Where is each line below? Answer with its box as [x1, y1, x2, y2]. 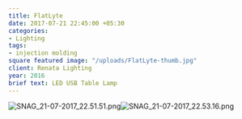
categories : [8, 27, 49, 35]
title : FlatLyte [8, 11, 63, 20]
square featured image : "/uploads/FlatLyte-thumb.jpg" [8, 57, 197, 65]
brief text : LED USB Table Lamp [8, 79, 117, 87]
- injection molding [8, 49, 79, 57]
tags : [8, 42, 27, 50]
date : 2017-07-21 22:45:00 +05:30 [8, 19, 125, 27]
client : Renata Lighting [8, 64, 92, 72]
